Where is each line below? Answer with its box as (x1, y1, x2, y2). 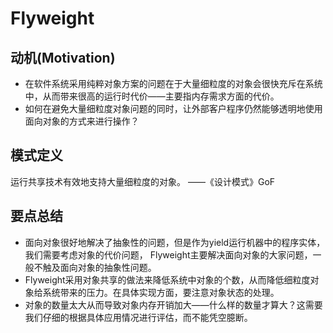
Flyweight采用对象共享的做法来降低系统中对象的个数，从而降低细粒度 (24, 273, 311, 286)
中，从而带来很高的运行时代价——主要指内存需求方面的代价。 (24, 90, 280, 102)
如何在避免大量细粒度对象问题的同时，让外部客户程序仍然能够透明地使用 (24, 103, 323, 114)
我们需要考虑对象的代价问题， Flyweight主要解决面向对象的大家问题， (24, 248, 313, 261)
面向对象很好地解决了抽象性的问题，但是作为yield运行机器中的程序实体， (24, 236, 326, 248)
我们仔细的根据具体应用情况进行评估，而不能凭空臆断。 (24, 311, 253, 323)
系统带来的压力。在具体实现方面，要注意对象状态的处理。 (42, 286, 280, 298)
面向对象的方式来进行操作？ (24, 115, 140, 127)
